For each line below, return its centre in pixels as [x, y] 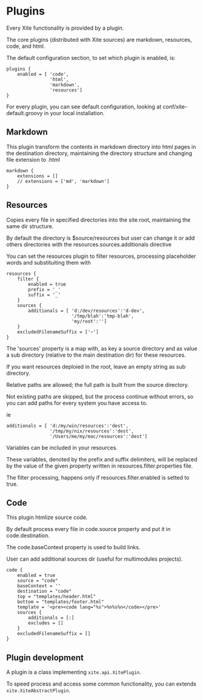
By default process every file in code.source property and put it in [88, 529]
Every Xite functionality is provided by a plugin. [65, 28]
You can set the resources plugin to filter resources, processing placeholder [101, 256]
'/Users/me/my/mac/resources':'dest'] [98, 436]
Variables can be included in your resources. [62, 447]
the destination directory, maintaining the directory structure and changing [99, 153]
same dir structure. [30, 226]
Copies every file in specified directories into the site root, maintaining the [98, 220]
